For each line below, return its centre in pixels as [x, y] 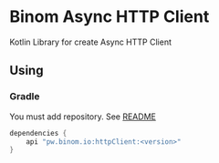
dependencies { [38, 133]
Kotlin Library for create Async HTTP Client [90, 42]
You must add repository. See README [83, 117]
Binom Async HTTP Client [109, 17]
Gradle [25, 97]
